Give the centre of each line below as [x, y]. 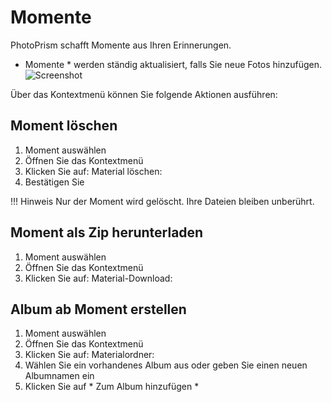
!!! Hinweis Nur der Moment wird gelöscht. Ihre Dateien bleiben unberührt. [162, 201]
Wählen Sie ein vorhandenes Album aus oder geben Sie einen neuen [166, 365]
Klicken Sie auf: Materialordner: [89, 355]
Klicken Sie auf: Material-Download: [98, 278]
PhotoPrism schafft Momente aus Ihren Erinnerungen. [121, 45]
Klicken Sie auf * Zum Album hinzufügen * [112, 387]
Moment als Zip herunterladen [107, 232]
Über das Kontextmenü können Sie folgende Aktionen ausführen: [144, 94]
